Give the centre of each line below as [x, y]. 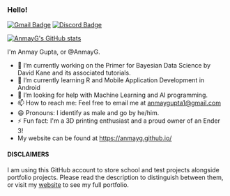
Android [29, 88]
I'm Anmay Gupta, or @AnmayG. [54, 52]
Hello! [17, 10]
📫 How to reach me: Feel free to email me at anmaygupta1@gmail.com [119, 103]
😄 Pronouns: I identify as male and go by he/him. [88, 113]
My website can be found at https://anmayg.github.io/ [94, 138]
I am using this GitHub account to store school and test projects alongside [113, 169]
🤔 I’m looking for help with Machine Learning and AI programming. [112, 95]
